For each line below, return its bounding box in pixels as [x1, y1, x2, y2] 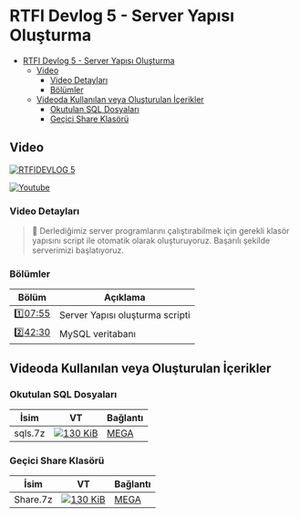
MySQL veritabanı [58, 327, 137, 340]
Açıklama [104, 291, 146, 304]
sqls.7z [14, 427, 46, 439]
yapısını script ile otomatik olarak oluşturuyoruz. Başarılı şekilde [31, 235, 271, 247]
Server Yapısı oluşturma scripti [58, 308, 191, 321]
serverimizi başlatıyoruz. [31, 245, 125, 256]
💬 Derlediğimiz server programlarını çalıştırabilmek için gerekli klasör [31, 226, 290, 237]
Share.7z [14, 493, 53, 506]
